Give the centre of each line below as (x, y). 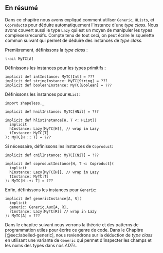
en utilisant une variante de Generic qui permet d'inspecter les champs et (78, 240)
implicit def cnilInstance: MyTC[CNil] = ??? (52, 155)
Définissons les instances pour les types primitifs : (55, 68)
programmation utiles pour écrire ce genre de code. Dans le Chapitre (74, 230)
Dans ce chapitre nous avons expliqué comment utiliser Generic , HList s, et (80, 19)
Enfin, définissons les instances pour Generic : (51, 190)
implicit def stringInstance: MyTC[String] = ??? (56, 81)
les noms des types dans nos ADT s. (41, 245)
